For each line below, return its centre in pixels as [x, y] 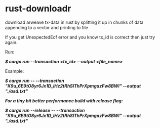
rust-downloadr [38, 9]
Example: [15, 71]
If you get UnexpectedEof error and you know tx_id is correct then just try [80, 37]
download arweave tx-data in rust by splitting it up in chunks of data [74, 22]
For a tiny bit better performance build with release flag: [64, 101]
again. [12, 42]
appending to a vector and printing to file [47, 27]
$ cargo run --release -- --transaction [45, 110]
